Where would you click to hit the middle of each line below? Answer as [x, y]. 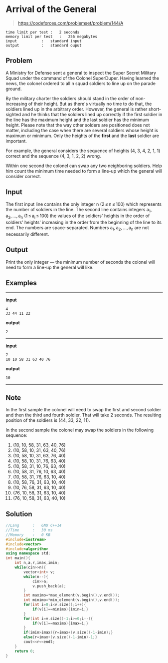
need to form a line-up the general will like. [50, 267]
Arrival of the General [51, 9]
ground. [14, 89]
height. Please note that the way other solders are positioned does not [78, 125]
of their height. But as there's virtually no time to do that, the [90, 104]
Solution [19, 514]
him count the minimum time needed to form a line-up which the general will [84, 171]
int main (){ [18, 558]
